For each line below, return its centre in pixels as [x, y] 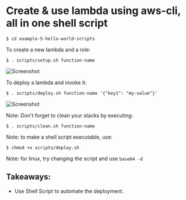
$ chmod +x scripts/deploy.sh [43, 147]
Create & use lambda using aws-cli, [93, 11]
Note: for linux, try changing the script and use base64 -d [74, 158]
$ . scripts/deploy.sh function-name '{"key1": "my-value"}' [82, 93]
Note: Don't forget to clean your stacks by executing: [69, 115]
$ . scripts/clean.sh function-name [50, 126]
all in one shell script [57, 23]
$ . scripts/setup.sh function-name [50, 60]
